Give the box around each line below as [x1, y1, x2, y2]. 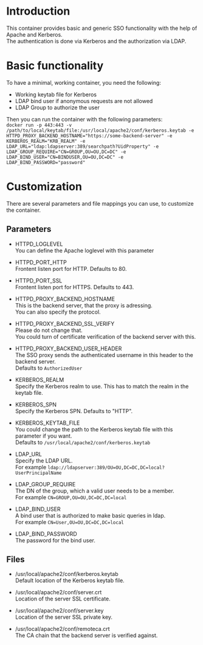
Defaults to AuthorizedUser [15, 364, 83, 372]
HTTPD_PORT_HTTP [15, 258, 67, 266]
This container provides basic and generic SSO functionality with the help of [6, 24, 198, 32]
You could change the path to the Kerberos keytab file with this [15, 425, 173, 433]
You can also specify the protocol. [15, 308, 101, 315]
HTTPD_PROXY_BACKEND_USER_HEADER [15, 345, 122, 352]
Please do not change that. [15, 326, 83, 334]
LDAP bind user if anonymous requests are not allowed [15, 97, 153, 104]
